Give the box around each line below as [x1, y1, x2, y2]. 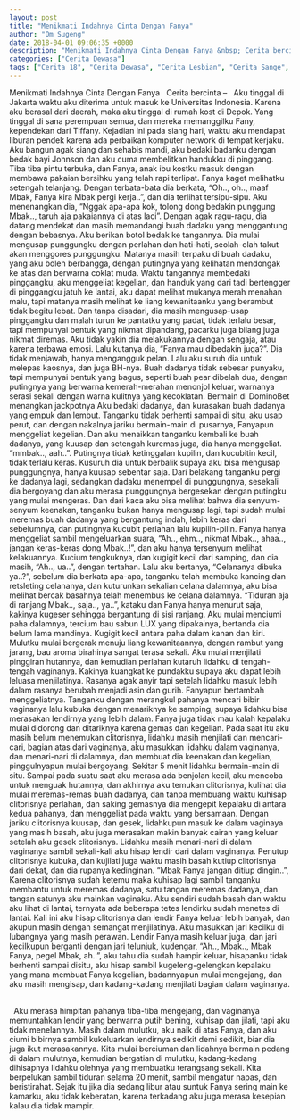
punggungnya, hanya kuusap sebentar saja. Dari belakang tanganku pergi [9, 466, 281, 477]
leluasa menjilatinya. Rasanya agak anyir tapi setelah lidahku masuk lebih [9, 675, 278, 685]
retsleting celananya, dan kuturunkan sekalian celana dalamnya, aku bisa [9, 580, 278, 591]
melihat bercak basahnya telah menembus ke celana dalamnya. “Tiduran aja [9, 590, 289, 601]
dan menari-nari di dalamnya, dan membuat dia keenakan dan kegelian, [9, 751, 272, 761]
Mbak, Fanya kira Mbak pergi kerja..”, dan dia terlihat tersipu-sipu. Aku [9, 191, 268, 202]
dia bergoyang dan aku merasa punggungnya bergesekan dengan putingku [9, 485, 287, 496]
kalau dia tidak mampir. [9, 1099, 95, 1111]
